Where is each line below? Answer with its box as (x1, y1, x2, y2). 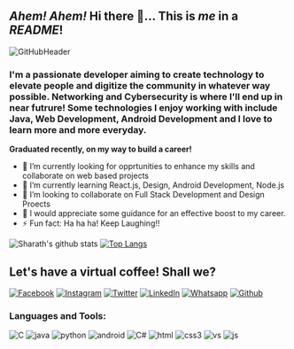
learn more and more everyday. (9, 123, 147, 136)
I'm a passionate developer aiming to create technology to (9, 68, 265, 81)
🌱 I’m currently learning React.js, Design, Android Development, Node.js (21, 180, 285, 190)
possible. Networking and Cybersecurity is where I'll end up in (9, 90, 283, 103)
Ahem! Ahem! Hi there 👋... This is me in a (9, 9, 239, 24)
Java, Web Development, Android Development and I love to (9, 112, 273, 125)
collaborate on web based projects (21, 170, 149, 182)
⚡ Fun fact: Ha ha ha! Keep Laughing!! (21, 218, 160, 229)
